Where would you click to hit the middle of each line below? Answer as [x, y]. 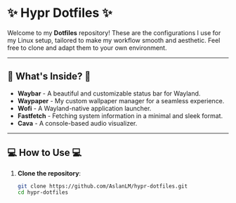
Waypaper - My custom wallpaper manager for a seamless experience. [121, 100]
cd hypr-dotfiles [43, 192]
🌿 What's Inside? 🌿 [49, 76]
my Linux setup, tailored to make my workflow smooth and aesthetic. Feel [114, 40]
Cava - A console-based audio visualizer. [77, 123]
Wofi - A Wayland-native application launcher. [84, 108]
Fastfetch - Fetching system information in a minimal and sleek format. [120, 116]
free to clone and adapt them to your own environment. [87, 48]
